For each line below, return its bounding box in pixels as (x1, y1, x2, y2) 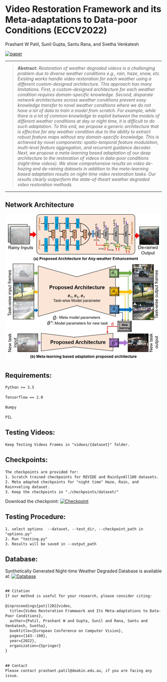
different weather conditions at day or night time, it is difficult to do (17, 118, 155, 124)
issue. (5, 674, 19, 679)
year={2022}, (9, 639, 37, 644)
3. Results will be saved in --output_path (5, 542, 97, 546)
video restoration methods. (17, 181, 73, 187)
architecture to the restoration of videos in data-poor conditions (17, 155, 149, 161)
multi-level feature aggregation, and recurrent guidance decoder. (17, 144, 152, 150)
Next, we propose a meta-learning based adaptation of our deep (17, 149, 151, 155)
